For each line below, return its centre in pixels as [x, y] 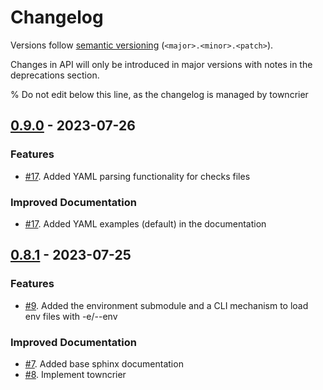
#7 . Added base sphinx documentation [104, 363]
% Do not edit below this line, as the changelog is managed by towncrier [159, 94]
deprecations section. [55, 75]
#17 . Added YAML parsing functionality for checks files [137, 176]
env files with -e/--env [71, 316]
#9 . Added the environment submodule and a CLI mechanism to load [166, 305]
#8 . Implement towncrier [75, 374]
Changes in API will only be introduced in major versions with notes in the [161, 64]
